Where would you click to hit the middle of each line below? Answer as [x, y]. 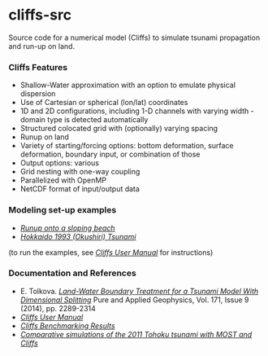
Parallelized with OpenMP [63, 180]
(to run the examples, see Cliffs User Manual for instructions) [111, 252]
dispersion [38, 94]
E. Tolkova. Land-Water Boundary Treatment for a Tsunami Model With [139, 291]
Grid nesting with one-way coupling [80, 172]
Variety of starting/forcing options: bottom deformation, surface [127, 146]
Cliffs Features [38, 67]
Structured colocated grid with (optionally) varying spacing [119, 129]
